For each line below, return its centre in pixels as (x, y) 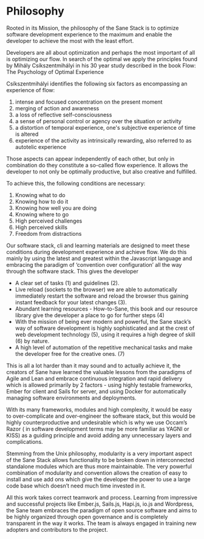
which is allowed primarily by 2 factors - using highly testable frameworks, (100, 385)
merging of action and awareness (57, 108)
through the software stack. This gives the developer (72, 271)
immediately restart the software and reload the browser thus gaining (102, 296)
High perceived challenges (49, 221)
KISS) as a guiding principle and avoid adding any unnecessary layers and (99, 435)
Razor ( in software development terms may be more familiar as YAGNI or (98, 429)
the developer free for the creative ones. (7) (70, 353)
